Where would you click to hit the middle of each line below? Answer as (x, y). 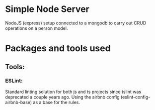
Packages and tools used (58, 49)
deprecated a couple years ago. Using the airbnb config (63, 97)
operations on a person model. (37, 28)
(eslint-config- (136, 97)
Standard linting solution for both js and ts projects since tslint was (73, 92)
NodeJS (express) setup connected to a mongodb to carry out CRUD (76, 23)
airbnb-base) (19, 102)
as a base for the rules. (57, 102)
